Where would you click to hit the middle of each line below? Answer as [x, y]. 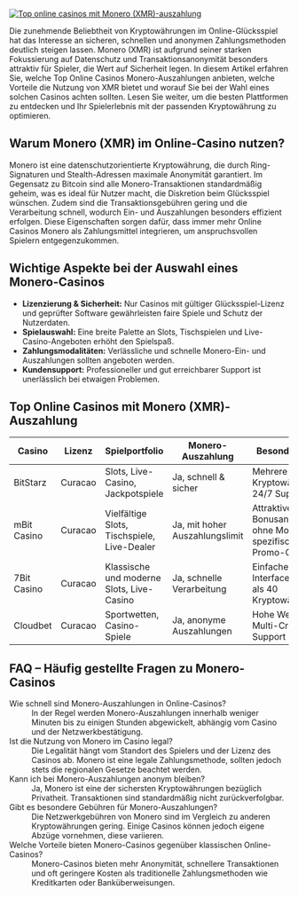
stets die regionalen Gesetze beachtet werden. [117, 770]
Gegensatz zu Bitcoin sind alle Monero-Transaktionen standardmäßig [136, 184]
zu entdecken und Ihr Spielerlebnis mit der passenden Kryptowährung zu [143, 106]
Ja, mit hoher [199, 525]
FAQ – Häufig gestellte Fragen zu [101, 669]
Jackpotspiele [134, 494]
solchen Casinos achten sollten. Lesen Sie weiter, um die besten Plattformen [149, 97]
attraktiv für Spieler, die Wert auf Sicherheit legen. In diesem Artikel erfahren [149, 68]
